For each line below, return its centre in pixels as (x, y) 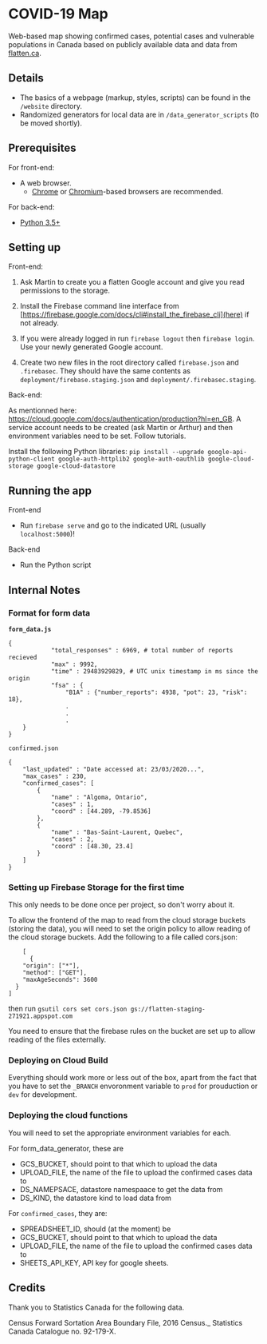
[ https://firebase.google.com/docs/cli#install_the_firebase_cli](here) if (134, 315)
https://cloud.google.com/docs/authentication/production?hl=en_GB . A (125, 419)
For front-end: (31, 167)
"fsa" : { (67, 685)
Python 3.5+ (40, 222)
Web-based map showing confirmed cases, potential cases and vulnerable (132, 36)
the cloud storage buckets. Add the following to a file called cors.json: (123, 937)
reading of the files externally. (57, 1039)
